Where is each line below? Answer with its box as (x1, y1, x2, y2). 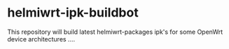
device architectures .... (7, 35, 76, 43)
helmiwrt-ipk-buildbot (7, 5, 139, 21)
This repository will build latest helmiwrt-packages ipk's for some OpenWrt (7, 28, 223, 36)
